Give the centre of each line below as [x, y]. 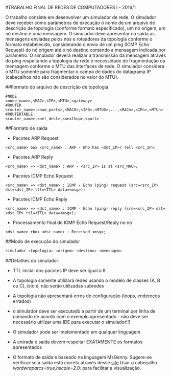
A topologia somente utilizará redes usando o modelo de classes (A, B [86, 280]
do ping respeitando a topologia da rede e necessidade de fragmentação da [85, 61]
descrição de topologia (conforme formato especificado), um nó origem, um [86, 28]
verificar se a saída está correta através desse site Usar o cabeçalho [85, 362]
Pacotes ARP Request [35, 138]
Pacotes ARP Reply [33, 157]
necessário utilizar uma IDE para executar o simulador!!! [71, 322]
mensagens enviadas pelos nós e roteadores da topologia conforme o [79, 39]
